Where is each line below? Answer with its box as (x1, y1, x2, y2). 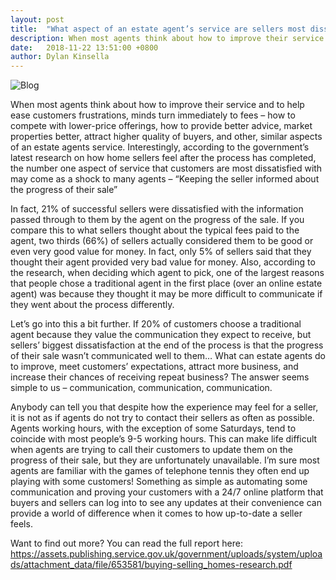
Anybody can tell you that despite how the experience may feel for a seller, (10, 401, 319, 413)
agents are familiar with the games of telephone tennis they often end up (10, 465, 310, 477)
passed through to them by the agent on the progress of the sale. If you (10, 214, 305, 226)
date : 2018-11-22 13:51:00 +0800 (10, 42, 159, 53)
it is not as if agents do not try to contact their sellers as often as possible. (10, 412, 315, 424)
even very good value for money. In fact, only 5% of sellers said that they (10, 246, 312, 258)
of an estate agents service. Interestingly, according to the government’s (10, 141, 310, 153)
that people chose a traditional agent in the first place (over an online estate (10, 277, 323, 290)
